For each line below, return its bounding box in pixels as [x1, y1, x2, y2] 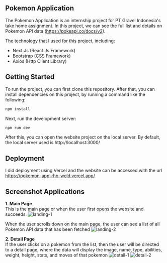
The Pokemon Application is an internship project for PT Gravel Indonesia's [5, 17, 161, 23]
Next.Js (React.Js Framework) [12, 47, 76, 53]
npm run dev [5, 125, 30, 130]
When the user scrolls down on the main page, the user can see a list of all [5, 221, 160, 227]
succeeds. [5, 211, 27, 217]
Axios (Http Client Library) [12, 58, 67, 64]
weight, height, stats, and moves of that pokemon [5, 252, 108, 258]
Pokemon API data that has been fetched [5, 226, 91, 232]
